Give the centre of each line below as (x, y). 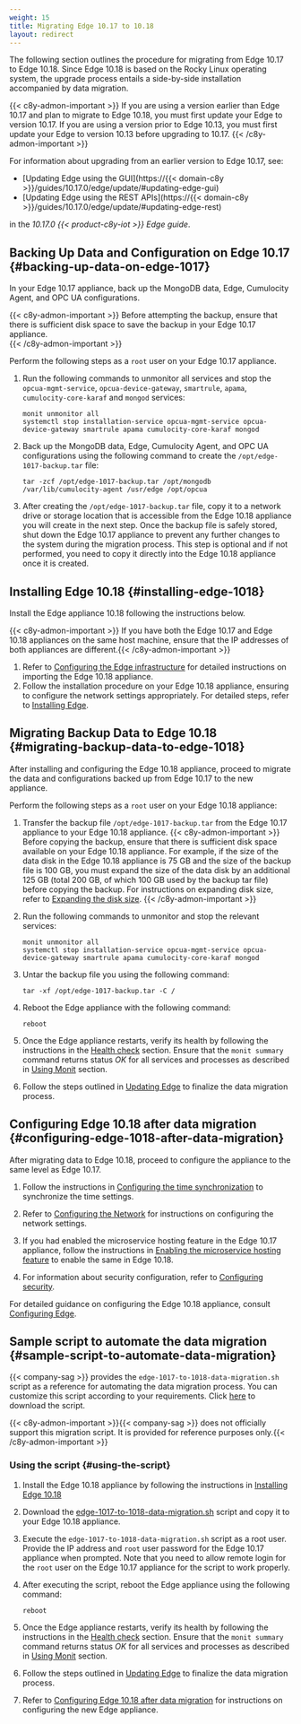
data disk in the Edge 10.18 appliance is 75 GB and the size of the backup (157, 861)
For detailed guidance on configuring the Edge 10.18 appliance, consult (140, 1304)
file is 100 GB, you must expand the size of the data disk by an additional (156, 870)
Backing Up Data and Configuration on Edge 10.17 (150, 252)
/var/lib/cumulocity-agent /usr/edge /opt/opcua (115, 489)
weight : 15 (30, 17)
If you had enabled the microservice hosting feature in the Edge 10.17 (150, 1240)
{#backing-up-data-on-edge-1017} (110, 267)
